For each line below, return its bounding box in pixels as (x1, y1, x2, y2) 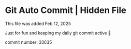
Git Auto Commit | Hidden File (5, 5, 127, 16)
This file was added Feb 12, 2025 (5, 21, 71, 26)
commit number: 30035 (5, 39, 52, 45)
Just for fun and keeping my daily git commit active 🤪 (5, 30, 111, 36)
